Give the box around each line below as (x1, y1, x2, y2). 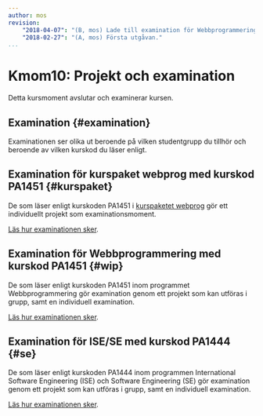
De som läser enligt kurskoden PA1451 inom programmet (8, 280, 190, 290)
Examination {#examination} (8, 115, 151, 130)
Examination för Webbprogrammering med (8, 247, 222, 261)
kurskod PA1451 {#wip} (8, 260, 124, 273)
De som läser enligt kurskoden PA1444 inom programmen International (8, 368, 236, 378)
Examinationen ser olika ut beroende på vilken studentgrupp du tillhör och (8, 137, 247, 146)
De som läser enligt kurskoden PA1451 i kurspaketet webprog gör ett (8, 201, 229, 210)
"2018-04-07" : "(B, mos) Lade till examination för (22, 26, 194, 34)
